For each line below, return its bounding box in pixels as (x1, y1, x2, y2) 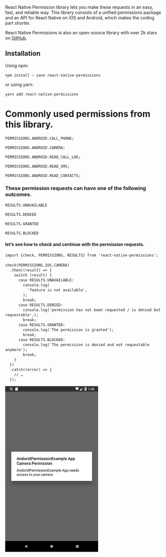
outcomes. (5, 191, 32, 198)
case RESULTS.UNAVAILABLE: (18, 278, 74, 283)
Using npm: (5, 62, 29, 69)
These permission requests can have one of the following (5, 185, 146, 191)
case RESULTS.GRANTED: (18, 323, 65, 328)
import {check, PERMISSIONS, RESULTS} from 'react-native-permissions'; (5, 253, 159, 258)
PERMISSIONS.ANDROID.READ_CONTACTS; (5, 173, 81, 178)
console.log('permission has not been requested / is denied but (23, 308, 161, 313)
